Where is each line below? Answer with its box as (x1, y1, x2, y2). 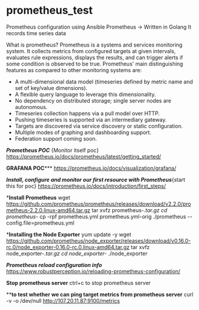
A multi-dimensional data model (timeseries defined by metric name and (14, 78, 193, 85)
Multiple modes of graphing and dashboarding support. (14, 129, 152, 136)
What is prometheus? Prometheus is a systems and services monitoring (6, 41, 183, 48)
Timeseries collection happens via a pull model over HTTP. (14, 110, 160, 117)
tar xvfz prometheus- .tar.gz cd (91, 206, 167, 213)
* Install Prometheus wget (6, 194, 71, 201)
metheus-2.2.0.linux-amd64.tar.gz (6, 206, 91, 213)
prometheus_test (6, 4, 93, 17)
